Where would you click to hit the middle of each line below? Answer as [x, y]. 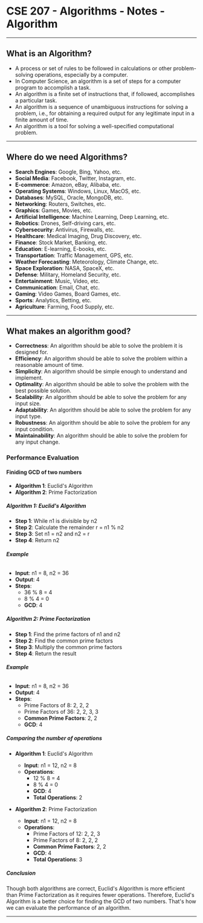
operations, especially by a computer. [81, 74]
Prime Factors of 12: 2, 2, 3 [67, 834]
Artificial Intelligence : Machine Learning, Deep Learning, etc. [92, 216]
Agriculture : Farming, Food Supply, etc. [65, 306]
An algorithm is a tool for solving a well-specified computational [94, 126]
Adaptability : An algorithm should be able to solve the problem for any [103, 410]
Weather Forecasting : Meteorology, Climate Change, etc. [87, 262]
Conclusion [21, 873]
